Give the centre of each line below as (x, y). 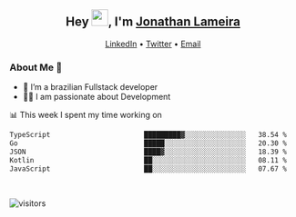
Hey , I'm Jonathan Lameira (153, 22)
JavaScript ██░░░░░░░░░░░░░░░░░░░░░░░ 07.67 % (148, 169)
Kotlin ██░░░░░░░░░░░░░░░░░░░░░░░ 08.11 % (148, 160)
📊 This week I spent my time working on (86, 115)
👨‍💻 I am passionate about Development (97, 97)
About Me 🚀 (36, 67)
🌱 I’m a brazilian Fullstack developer (90, 87)
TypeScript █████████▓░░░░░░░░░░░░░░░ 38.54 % (148, 135)
